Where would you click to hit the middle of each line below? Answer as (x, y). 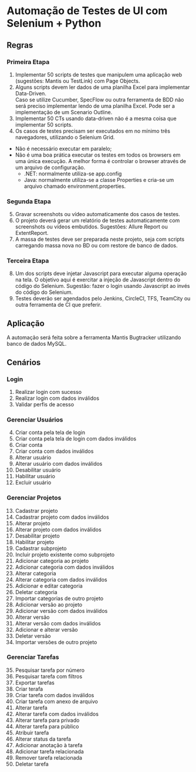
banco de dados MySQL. (37, 344)
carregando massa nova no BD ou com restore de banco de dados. (96, 246)
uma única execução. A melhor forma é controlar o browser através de (101, 161)
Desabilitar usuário (38, 470)
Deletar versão (33, 636)
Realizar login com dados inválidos (57, 398)
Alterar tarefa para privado (47, 720)
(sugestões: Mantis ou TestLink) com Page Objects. (77, 81)
